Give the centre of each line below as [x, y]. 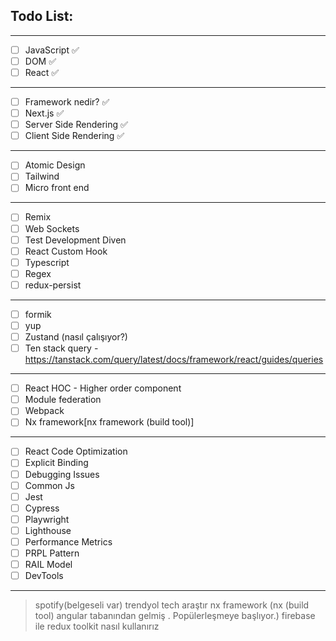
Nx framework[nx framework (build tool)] [109, 422]
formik [38, 314]
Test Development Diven [75, 240]
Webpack [44, 411]
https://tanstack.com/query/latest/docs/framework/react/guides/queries [174, 360]
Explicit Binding [56, 463]
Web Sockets [52, 228]
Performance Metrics [68, 541]
